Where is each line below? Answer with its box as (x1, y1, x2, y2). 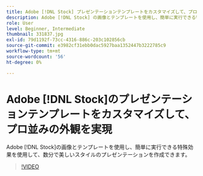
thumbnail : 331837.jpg (6, 31, 63, 37)
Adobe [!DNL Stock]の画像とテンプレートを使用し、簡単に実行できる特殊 (6, 143, 188, 151)
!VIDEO (21, 163, 39, 171)
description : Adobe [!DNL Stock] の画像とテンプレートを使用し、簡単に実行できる (6, 14, 196, 20)
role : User (6, 20, 34, 26)
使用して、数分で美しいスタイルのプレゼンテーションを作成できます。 (16, 151, 191, 159)
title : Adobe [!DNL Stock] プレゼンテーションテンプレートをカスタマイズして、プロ (6, 8, 198, 15)
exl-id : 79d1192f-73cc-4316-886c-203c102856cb (6, 37, 126, 43)
